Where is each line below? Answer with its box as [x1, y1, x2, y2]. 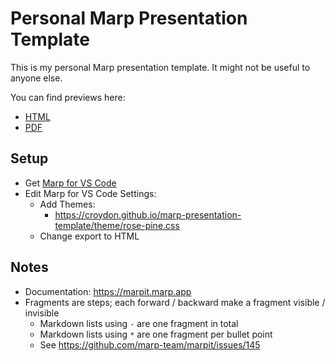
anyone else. [10, 72, 63, 84]
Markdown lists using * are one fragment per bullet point [39, 328, 273, 340]
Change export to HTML [39, 230, 140, 242]
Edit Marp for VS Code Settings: [24, 187, 157, 199]
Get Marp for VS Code [24, 177, 117, 189]
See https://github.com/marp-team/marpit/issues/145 [39, 338, 261, 351]
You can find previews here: [10, 91, 126, 103]
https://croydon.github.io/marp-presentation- [54, 208, 242, 221]
